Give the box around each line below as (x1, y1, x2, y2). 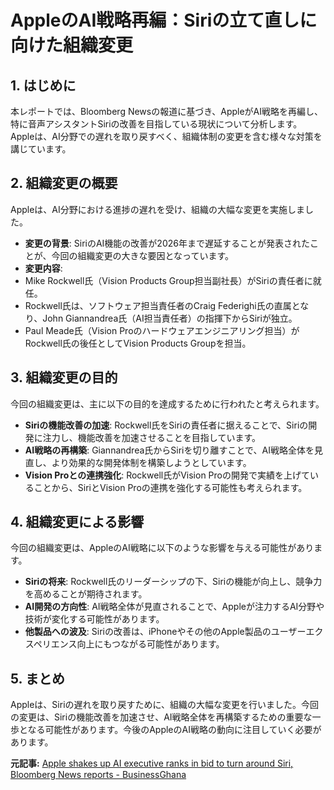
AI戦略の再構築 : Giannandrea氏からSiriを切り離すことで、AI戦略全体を (24, 444, 315, 456)
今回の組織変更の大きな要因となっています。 (51, 249, 234, 261)
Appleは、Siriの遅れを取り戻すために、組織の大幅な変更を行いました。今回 (10, 699, 320, 711)
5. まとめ (10, 670, 65, 687)
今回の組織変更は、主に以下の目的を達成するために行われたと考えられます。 (10, 397, 325, 410)
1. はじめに (10, 77, 77, 94)
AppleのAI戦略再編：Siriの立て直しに (10, 9, 318, 32)
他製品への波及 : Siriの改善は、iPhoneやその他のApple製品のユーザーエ (24, 626, 315, 638)
